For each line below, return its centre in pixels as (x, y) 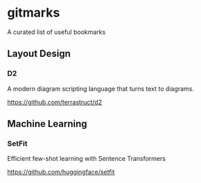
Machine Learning (47, 124)
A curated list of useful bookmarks (56, 32)
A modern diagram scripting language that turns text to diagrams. (101, 89)
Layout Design (39, 54)
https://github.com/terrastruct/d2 (55, 102)
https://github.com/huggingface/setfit (61, 172)
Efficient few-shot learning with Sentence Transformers (87, 159)
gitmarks (34, 13)
